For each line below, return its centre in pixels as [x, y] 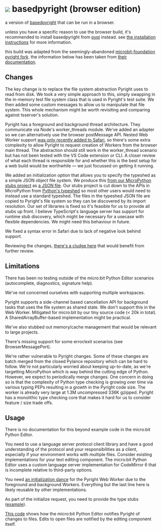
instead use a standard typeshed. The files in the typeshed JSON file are [78, 196]
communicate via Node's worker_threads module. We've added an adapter [80, 129]
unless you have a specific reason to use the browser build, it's [68, 32]
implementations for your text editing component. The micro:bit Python [76, 460]
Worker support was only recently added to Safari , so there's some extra [78, 140]
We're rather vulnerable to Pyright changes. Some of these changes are [77, 356]
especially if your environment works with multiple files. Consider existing [79, 455]
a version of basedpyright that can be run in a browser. [60, 22]
